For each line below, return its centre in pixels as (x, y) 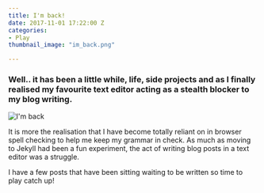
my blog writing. (40, 100)
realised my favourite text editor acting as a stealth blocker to (129, 89)
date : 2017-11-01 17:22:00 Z (56, 23)
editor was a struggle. (44, 157)
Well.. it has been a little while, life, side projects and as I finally (132, 80)
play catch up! (31, 181)
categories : (28, 30)
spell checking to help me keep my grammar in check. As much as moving (130, 140)
